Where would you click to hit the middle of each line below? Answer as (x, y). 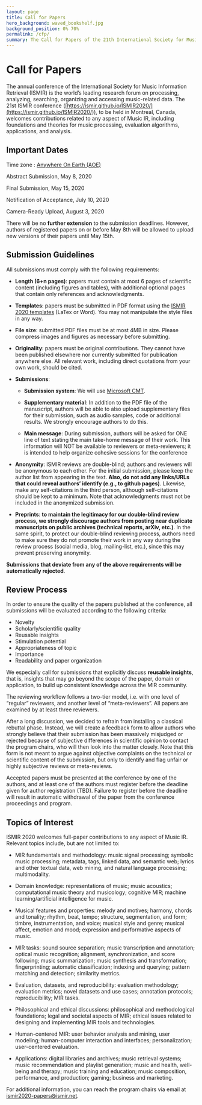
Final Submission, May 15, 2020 (45, 188)
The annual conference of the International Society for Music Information (97, 86)
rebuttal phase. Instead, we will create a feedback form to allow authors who (101, 728)
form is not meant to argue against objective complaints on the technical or (99, 754)
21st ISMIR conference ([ (37, 105)
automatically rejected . (36, 571)
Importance (29, 654)
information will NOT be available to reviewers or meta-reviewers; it (107, 446)
